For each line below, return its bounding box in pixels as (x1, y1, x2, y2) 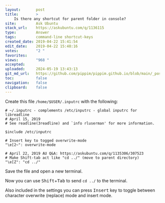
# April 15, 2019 (5, 116, 41, 121)
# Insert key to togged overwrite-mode (5, 138, 87, 143)
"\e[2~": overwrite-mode (5, 142, 56, 147)
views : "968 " (5, 58, 50, 62)
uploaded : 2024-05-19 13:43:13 (5, 67, 78, 72)
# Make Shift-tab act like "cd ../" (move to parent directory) (5, 155, 139, 160)
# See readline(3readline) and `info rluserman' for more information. (5, 121, 155, 126)
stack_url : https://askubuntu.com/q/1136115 (5, 26, 105, 30)
